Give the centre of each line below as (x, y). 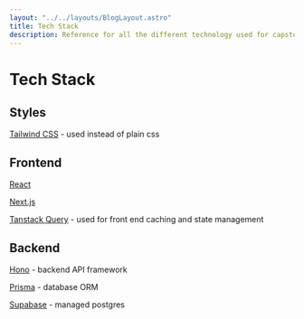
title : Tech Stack (44, 26)
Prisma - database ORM (54, 287)
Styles (28, 113)
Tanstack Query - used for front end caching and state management (137, 220)
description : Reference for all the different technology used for (139, 34)
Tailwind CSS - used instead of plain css (85, 134)
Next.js (23, 202)
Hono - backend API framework (69, 269)
